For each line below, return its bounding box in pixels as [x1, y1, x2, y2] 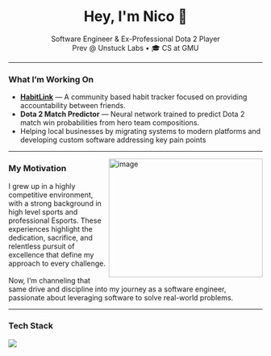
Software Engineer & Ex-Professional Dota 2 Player [51, 34, 220, 44]
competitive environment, [8, 190, 94, 199]
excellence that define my [8, 249, 94, 259]
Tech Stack [8, 320, 54, 332]
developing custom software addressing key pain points [19, 135, 206, 144]
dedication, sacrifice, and [8, 232, 93, 242]
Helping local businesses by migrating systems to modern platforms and [19, 127, 261, 136]
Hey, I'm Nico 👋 [83, 7, 188, 26]
